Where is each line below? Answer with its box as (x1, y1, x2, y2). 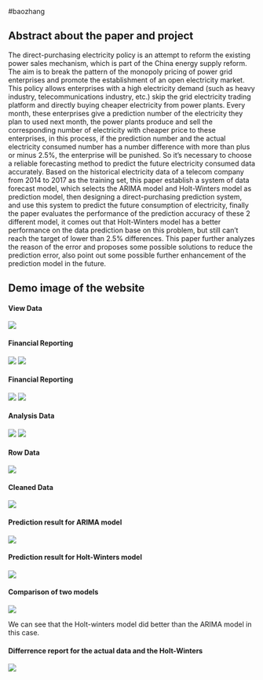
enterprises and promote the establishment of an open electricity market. (8, 75, 245, 85)
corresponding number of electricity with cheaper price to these (8, 125, 216, 134)
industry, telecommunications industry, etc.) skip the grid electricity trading (8, 92, 251, 101)
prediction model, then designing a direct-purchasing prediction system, (8, 192, 243, 201)
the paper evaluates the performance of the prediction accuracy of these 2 (8, 208, 250, 218)
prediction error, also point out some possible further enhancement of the (8, 250, 247, 260)
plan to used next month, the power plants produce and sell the (8, 117, 214, 126)
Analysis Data (8, 411, 55, 421)
